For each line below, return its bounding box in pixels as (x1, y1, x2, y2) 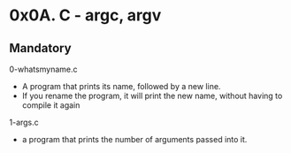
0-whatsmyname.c (9, 64, 78, 74)
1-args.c (9, 117, 40, 127)
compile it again (21, 100, 80, 111)
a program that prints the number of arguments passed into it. (21, 134, 248, 144)
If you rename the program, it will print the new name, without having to (21, 90, 283, 101)
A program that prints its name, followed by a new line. (21, 81, 221, 91)
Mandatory (9, 41, 73, 56)
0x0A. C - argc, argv (9, 5, 162, 26)
